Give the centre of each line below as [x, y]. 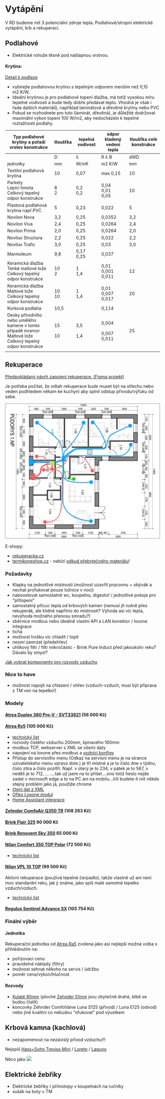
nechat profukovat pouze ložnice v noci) [53, 590]
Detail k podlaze [21, 77]
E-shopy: [14, 546]
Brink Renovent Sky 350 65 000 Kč [42, 833]
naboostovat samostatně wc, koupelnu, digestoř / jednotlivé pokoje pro [84, 595]
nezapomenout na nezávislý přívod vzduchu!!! [59, 1040]
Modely [14, 703]
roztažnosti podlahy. [33, 123]
